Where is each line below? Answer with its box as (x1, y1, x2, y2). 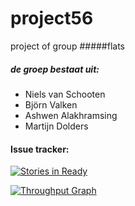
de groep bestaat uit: (10, 63, 100, 75)
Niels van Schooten (24, 88, 106, 100)
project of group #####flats (10, 40, 125, 52)
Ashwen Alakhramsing (24, 109, 118, 121)
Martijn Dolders (24, 120, 89, 132)
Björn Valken (24, 98, 78, 111)
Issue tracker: (10, 143, 70, 155)
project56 (10, 7, 94, 30)
